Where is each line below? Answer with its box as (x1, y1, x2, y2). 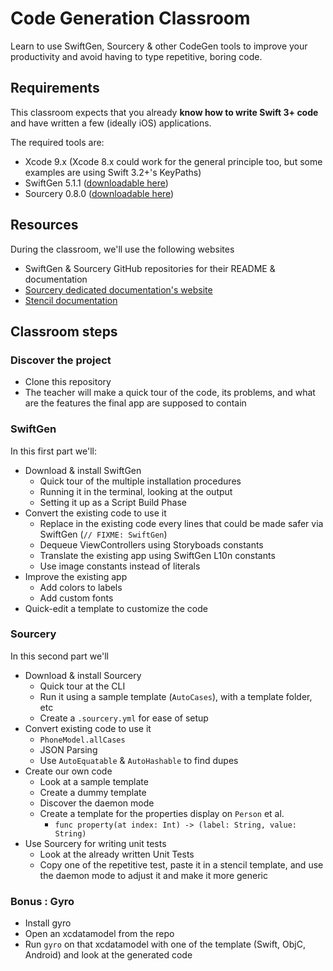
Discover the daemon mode (39, 797, 155, 809)
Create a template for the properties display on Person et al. (39, 807, 285, 819)
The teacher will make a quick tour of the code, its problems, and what (24, 387, 316, 399)
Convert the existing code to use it (24, 507, 167, 519)
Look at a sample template (39, 775, 149, 787)
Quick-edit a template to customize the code (24, 602, 208, 614)
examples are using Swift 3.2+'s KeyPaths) (24, 166, 202, 178)
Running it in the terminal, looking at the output (39, 485, 233, 497)
